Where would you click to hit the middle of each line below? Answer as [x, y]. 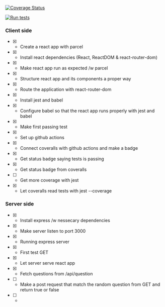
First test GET [34, 252]
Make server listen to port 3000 [53, 231]
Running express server [45, 242]
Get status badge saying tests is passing [62, 159]
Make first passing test [44, 127]
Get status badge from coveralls [53, 170]
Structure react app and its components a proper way [75, 79]
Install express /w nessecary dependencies [65, 220]
